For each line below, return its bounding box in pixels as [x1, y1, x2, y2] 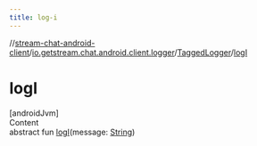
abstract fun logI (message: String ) [9, 126, 136, 137]
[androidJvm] [9, 108, 60, 118]
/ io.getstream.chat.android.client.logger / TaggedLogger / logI [29, 46, 248, 58]
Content [9, 117, 39, 127]
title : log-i [9, 12, 58, 22]
